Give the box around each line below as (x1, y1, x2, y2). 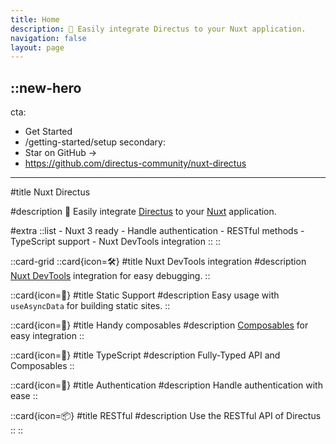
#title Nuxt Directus (10, 186, 91, 198)
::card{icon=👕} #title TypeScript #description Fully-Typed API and (10, 349, 281, 361)
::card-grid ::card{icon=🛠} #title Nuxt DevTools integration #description (10, 256, 307, 268)
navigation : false (10, 33, 87, 43)
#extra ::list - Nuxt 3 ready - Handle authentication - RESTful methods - (10, 225, 305, 237)
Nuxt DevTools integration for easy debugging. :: (10, 270, 211, 282)
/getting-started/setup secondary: (24, 136, 167, 148)
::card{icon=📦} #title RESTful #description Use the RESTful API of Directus (10, 410, 322, 422)
